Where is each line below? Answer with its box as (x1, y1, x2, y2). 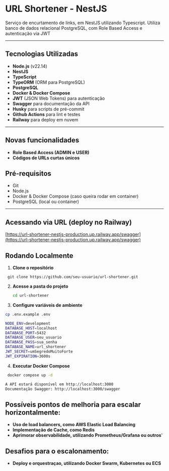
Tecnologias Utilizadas (5, 50, 78, 58)
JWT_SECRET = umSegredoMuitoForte (5, 349, 73, 354)
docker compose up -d (7, 372, 53, 378)
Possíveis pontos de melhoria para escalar (5, 400, 141, 409)
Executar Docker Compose (12, 363, 70, 369)
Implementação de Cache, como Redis (12, 427, 95, 433)
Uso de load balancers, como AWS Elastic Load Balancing (12, 422, 136, 428)
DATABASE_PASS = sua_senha (5, 340, 57, 345)
